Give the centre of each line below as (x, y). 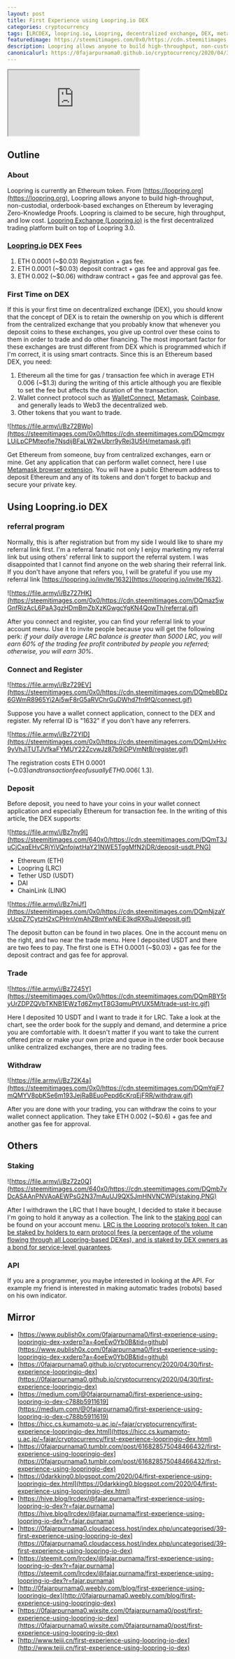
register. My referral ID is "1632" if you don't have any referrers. (99, 721)
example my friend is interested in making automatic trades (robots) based (115, 1288)
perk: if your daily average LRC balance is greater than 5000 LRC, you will (115, 636)
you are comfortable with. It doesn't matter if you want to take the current (113, 1032)
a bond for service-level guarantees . (60, 1247)
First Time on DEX (38, 294)
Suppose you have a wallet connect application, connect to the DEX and (111, 713)
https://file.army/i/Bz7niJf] (49, 904)
